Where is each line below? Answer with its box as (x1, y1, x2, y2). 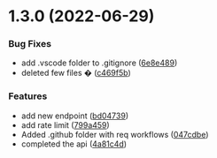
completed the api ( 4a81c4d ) (20, 139, 128, 149)
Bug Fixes (8, 38, 52, 50)
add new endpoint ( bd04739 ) (20, 110, 129, 121)
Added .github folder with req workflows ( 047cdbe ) (20, 129, 209, 139)
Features (8, 90, 48, 102)
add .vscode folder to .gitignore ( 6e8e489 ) (20, 57, 178, 68)
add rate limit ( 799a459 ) (20, 119, 110, 130)
